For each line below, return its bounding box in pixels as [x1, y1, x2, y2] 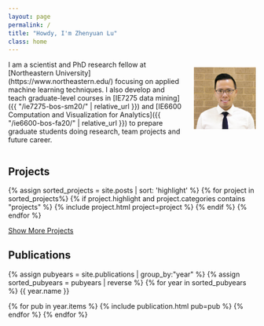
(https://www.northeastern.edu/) [8, 77, 114, 86]
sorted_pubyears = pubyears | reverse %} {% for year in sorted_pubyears [8, 277, 247, 287]
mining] [155, 93, 181, 103]
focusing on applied [115, 77, 179, 86]
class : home [8, 38, 47, 46]
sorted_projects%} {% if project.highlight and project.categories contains [8, 194, 246, 203]
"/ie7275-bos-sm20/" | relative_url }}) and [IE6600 [18, 102, 182, 112]
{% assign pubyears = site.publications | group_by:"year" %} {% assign [8, 269, 240, 279]
